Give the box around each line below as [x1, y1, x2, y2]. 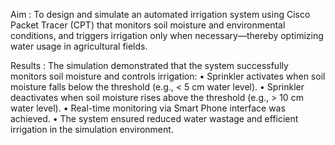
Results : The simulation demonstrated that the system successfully [10, 60, 289, 71]
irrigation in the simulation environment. [10, 124, 174, 135]
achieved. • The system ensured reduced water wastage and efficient [10, 113, 299, 124]
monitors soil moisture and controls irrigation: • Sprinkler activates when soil [10, 70, 326, 82]
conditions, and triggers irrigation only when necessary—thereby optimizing [10, 30, 324, 41]
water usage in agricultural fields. [10, 40, 148, 52]
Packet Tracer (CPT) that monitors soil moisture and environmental [10, 19, 286, 31]
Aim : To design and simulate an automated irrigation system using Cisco [10, 9, 311, 20]
